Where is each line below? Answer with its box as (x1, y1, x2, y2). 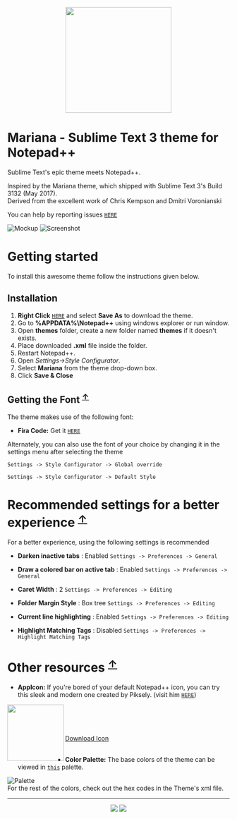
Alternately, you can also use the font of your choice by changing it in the (7, 439, 220, 448)
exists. (17, 334, 37, 342)
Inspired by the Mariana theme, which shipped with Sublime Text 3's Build (7, 181, 222, 190)
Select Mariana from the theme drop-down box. (17, 363, 157, 372)
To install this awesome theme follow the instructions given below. (7, 272, 200, 280)
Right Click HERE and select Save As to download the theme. (17, 311, 193, 320)
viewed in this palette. (17, 763, 84, 772)
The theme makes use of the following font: (7, 413, 134, 421)
